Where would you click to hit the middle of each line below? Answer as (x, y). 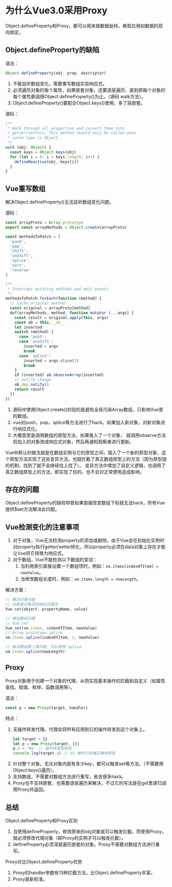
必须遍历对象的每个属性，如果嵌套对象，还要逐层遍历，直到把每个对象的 (89, 90)
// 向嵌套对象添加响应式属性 (32, 605)
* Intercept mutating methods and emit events (58, 289)
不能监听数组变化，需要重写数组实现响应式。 (60, 83)
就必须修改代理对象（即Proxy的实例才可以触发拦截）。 (69, 838)
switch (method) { (34, 332)
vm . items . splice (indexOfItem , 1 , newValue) (52, 638)
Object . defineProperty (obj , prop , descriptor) (56, 73)
